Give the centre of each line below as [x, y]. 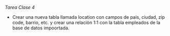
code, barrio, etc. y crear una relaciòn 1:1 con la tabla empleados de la [86, 23]
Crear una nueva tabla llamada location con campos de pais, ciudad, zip [89, 17]
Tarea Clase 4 [20, 7]
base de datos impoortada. [41, 28]
